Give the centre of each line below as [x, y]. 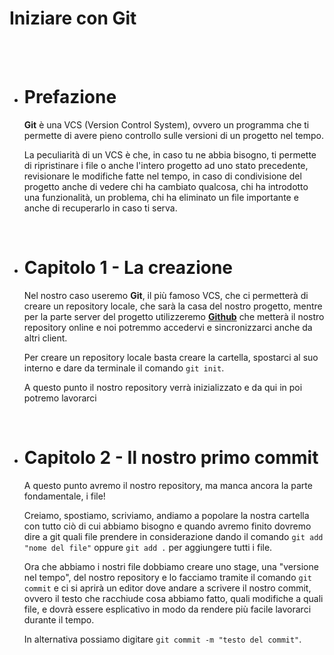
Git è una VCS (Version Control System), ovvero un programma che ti [166, 124]
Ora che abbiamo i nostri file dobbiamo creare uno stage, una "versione [171, 566]
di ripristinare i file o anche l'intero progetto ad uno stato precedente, [166, 165]
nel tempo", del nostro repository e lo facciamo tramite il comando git [167, 577]
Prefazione [70, 97]
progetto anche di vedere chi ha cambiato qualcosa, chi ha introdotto [166, 186]
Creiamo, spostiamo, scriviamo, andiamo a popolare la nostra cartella [166, 515]
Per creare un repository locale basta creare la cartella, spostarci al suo [171, 357]
